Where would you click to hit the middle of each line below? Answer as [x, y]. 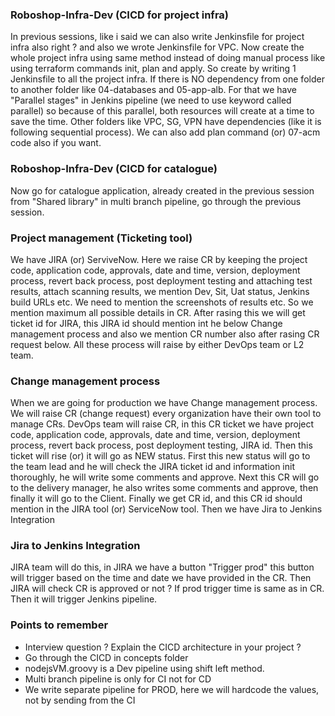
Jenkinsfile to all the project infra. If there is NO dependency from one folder [167, 79]
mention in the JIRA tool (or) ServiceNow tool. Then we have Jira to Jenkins [166, 509]
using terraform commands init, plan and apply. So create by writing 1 [153, 69]
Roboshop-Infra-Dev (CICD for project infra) [119, 15]
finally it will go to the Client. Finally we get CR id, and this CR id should [156, 499]
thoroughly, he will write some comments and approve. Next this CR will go [165, 477]
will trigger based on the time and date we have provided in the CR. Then [161, 578]
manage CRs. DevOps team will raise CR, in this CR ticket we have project [162, 424]
